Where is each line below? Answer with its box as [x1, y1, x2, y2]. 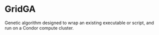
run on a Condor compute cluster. [4, 25, 74, 31]
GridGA [4, 3, 36, 15]
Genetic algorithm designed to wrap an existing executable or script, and [4, 20, 154, 26]
